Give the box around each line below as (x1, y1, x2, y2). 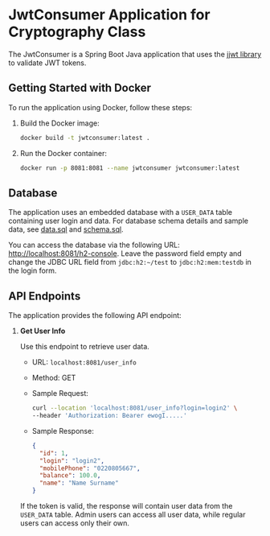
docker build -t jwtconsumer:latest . (19, 134, 150, 142)
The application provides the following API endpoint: (8, 311, 182, 320)
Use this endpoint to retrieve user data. (19, 342, 150, 352)
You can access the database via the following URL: (8, 240, 181, 250)
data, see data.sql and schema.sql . (8, 225, 124, 234)
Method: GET (31, 373, 76, 383)
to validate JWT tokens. (8, 58, 87, 68)
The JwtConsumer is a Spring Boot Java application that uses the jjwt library (8, 49, 262, 59)
